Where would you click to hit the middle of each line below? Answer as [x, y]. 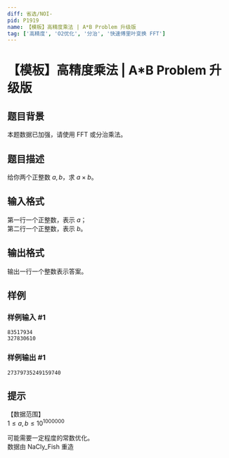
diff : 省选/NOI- [30, 14]
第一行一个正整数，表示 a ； [47, 220]
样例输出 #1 [26, 358]
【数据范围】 [26, 414]
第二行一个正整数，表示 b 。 [47, 228]
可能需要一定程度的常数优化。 [50, 438]
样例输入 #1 [26, 317]
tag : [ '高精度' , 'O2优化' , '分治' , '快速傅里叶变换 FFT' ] [86, 33]
